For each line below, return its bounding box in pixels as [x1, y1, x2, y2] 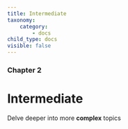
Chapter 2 [7, 65, 42, 75]
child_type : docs [7, 36, 58, 43]
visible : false [7, 42, 51, 49]
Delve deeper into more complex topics [7, 114, 122, 122]
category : [19, 23, 49, 30]
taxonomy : [7, 17, 36, 24]
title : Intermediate [7, 10, 67, 17]
